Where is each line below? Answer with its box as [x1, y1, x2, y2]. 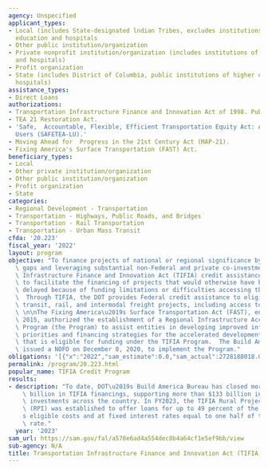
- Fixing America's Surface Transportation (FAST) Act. [8, 145, 198, 153]
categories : [8, 197, 48, 205]
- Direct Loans [8, 93, 59, 101]
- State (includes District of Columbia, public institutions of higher [8, 71, 255, 79]
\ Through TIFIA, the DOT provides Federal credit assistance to [15, 294, 241, 301]
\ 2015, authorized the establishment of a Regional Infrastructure [15, 316, 248, 324]
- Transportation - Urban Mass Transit [8, 227, 141, 235]
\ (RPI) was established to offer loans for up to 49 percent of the [22, 404, 259, 413]
